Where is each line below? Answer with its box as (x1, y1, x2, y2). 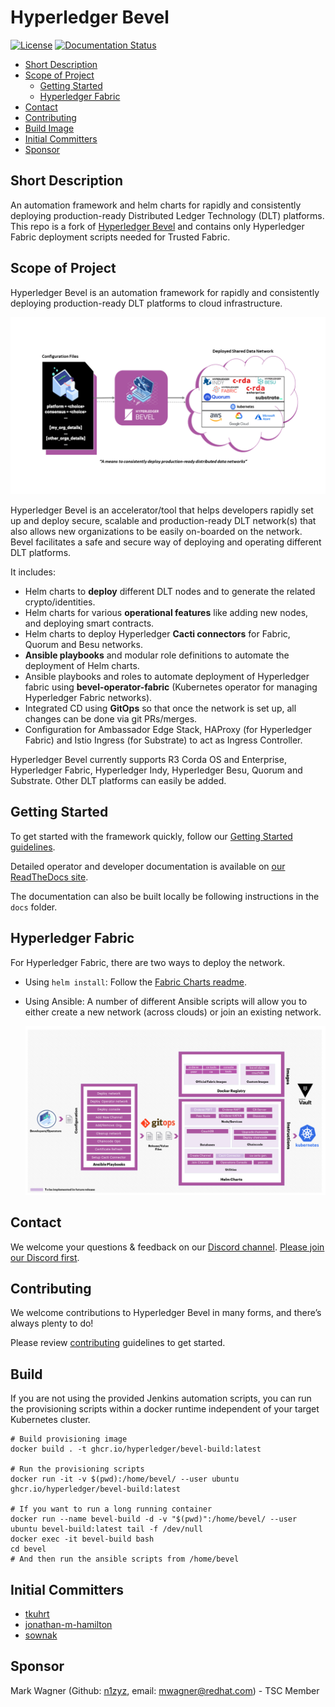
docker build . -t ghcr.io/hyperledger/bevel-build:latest (10, 1444, 262, 1455)
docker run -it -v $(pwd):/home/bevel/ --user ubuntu (10, 1474, 240, 1485)
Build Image (24, 122, 75, 134)
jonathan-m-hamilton (24, 1619, 113, 1631)
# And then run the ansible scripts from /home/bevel (10, 1554, 240, 1565)
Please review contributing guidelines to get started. (10, 1337, 226, 1349)
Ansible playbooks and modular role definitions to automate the (24, 649, 290, 661)
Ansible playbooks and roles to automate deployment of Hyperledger (24, 671, 310, 683)
